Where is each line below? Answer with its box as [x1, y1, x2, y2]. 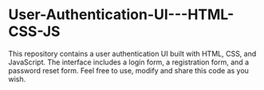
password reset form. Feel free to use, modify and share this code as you [8, 65, 250, 75]
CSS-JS [8, 22, 61, 41]
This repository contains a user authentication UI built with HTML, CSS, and [8, 49, 257, 58]
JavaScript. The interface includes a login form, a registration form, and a [8, 57, 250, 67]
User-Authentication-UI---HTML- [8, 6, 234, 24]
